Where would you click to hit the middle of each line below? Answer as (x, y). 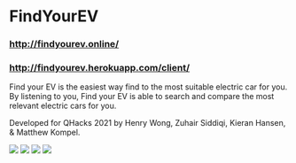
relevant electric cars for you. (63, 106)
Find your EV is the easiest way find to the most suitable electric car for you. (148, 87)
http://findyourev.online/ (64, 44)
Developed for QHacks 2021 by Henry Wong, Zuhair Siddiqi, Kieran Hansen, (148, 123)
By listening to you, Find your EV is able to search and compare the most (142, 97)
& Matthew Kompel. (45, 132)
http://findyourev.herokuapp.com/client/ (100, 68)
